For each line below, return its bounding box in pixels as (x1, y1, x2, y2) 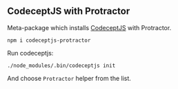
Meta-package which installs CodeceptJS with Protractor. (7, 23, 172, 31)
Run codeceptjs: (7, 49, 54, 57)
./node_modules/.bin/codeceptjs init (7, 62, 116, 69)
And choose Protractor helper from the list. (7, 74, 131, 82)
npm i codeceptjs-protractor (7, 37, 91, 44)
